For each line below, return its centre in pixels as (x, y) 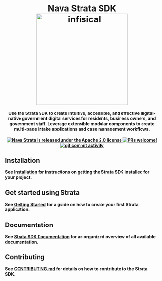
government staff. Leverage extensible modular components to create (82, 123)
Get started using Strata (42, 193)
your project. (19, 177)
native (15, 118)
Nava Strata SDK (82, 9)
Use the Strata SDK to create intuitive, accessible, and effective (74, 113)
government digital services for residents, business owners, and (89, 118)
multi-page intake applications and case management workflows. (82, 129)
